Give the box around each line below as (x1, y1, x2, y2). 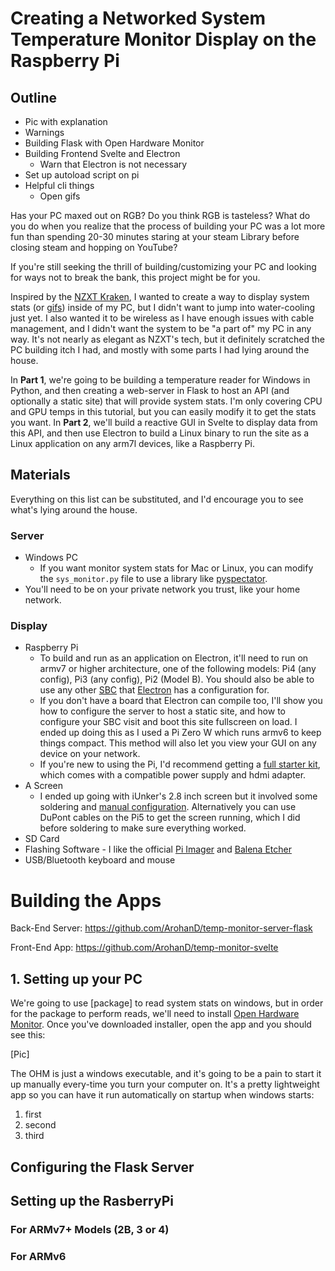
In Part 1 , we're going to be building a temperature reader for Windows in (10, 374, 311, 386)
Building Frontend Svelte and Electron (24, 148, 181, 159)
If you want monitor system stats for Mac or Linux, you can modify (39, 562, 314, 574)
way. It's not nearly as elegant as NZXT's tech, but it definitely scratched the (10, 333, 325, 345)
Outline (10, 89, 57, 106)
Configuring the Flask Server (10, 1158, 195, 1176)
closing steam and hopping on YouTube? (10, 242, 178, 253)
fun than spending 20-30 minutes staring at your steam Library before (10, 231, 300, 242)
